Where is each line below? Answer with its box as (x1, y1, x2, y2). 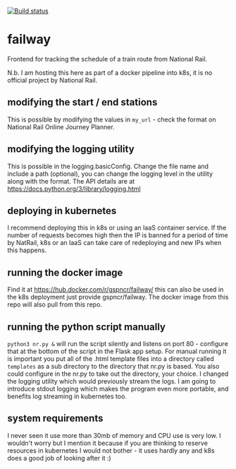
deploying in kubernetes (7, 205, 117, 217)
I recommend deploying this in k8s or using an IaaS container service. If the (7, 223, 227, 232)
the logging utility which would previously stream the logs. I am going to (7, 377, 216, 385)
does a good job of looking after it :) (7, 453, 111, 462)
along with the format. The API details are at (7, 177, 135, 185)
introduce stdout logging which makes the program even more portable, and (7, 385, 229, 393)
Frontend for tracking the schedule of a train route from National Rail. (7, 54, 208, 63)
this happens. (7, 246, 47, 254)
